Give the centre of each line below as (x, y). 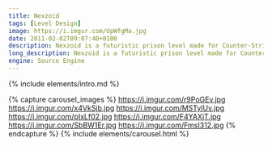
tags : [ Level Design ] (45, 23)
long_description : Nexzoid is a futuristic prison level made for (123, 53)
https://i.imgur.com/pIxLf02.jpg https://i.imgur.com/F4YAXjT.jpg (115, 116)
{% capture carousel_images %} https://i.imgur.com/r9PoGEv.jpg (117, 99)
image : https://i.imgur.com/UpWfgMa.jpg (78, 31)
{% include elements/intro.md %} (64, 83)
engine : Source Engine (47, 61)
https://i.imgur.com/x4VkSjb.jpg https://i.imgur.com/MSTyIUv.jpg (117, 108)
